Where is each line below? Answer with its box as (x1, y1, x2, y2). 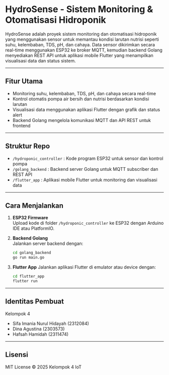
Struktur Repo (5, 142, 50, 151)
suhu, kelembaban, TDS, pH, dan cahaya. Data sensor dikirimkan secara (5, 41, 155, 47)
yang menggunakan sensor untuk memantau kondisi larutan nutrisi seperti (5, 36, 159, 42)
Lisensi (5, 350, 29, 359)
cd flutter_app (12, 274, 45, 279)
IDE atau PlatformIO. (12, 225, 54, 231)
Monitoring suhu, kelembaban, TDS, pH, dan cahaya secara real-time (12, 90, 156, 96)
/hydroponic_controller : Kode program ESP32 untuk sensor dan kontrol (12, 155, 163, 161)
